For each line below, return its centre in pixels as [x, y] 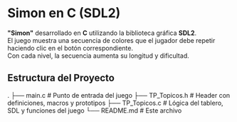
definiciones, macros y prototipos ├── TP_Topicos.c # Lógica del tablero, [115, 103]
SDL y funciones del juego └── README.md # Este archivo [95, 110]
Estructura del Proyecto [61, 78]
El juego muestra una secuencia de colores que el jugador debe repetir [111, 40]
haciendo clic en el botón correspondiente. [70, 48]
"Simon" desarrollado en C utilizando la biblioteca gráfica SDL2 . [102, 33]
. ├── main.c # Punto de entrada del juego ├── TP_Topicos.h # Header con [119, 95]
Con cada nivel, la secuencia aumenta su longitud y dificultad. [99, 56]
